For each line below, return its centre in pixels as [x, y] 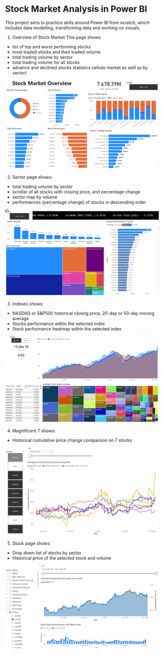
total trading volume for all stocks [46, 62]
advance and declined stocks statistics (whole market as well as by [80, 68]
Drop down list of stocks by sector [47, 553]
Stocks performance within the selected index [59, 324]
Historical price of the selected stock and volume [62, 558]
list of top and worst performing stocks [51, 47]
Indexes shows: [28, 304]
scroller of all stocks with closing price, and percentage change [76, 192]
